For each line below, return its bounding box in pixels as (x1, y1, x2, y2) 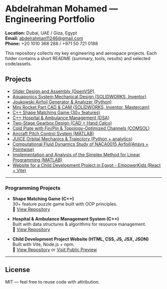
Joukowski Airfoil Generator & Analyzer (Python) (12, 99, 112, 105)
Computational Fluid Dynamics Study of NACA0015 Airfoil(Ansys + (12, 141, 149, 147)
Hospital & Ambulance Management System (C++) (12, 216, 119, 222)
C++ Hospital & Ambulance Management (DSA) (12, 115, 110, 121)
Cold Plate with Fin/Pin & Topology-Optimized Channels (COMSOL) (12, 125, 150, 131)
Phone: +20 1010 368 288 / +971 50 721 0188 (5, 40, 98, 46)
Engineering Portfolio (5, 13, 95, 25)
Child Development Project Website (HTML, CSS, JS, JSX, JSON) (12, 236, 149, 242)
